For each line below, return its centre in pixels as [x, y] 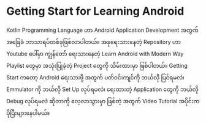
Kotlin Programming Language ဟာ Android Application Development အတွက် [102, 30]
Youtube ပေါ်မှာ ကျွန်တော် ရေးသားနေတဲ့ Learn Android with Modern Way [95, 54]
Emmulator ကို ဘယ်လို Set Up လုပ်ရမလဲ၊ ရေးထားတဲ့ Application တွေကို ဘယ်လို [103, 89]
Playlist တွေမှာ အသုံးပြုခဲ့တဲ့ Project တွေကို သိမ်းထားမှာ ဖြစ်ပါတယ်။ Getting [97, 65]
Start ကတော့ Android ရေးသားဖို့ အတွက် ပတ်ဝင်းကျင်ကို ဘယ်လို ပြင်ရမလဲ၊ [95, 77]
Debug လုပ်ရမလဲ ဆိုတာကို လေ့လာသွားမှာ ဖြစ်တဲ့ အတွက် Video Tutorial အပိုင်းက [103, 101]
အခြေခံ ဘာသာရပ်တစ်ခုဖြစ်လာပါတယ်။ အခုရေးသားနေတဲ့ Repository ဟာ [93, 42]
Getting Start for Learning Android [95, 11]
